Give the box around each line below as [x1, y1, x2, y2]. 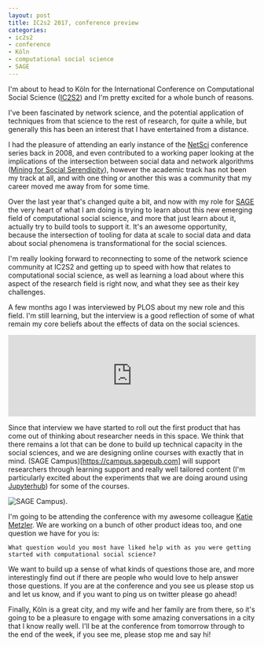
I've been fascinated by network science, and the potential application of [8, 108, 244, 117]
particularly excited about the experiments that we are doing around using [8, 472, 248, 482]
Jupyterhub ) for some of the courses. [8, 481, 130, 491]
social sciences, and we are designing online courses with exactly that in [8, 447, 244, 457]
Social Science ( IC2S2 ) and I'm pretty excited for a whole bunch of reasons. [8, 92, 254, 102]
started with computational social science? [8, 550, 156, 558]
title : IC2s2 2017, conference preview [8, 19, 139, 27]
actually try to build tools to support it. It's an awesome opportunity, [8, 222, 228, 231]
